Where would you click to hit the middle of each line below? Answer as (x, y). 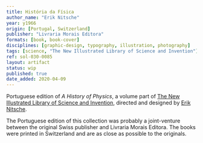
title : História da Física (40, 12)
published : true (27, 74)
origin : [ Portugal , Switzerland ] (48, 29)
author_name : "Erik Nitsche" (43, 17)
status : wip (21, 68)
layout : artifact (28, 62)
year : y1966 (21, 23)
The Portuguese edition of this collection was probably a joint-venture (93, 121)
